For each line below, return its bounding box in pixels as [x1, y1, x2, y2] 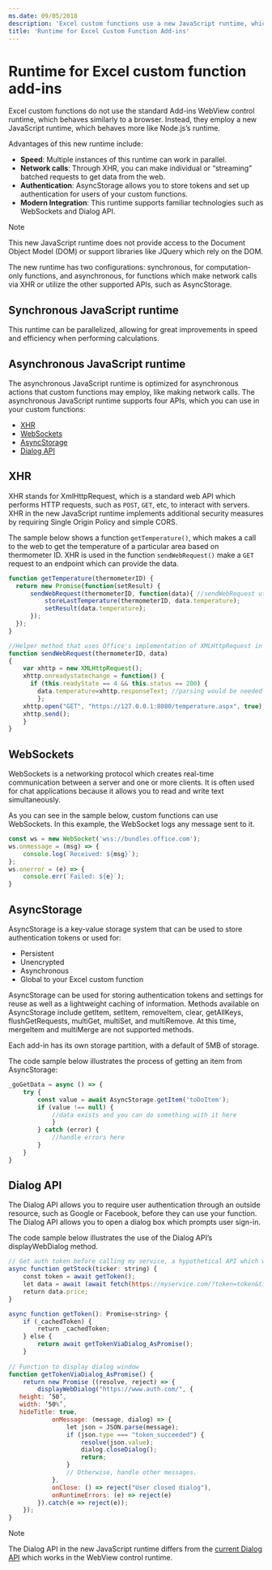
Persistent [19, 949, 54, 958]
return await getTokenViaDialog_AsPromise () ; [37, 1340, 194, 1348]
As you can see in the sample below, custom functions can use [8, 811, 219, 820]
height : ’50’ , [19, 1393, 67, 1401]
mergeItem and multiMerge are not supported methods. [8, 1025, 194, 1034]
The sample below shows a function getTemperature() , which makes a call [8, 533, 257, 543]
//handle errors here [51, 1134, 125, 1142]
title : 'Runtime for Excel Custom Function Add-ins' [8, 27, 190, 35]
